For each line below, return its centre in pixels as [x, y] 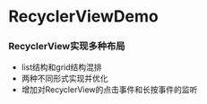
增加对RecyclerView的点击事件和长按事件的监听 [109, 90]
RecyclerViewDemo [83, 17]
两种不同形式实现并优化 [65, 79]
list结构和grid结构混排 [61, 67]
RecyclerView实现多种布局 [67, 47]
